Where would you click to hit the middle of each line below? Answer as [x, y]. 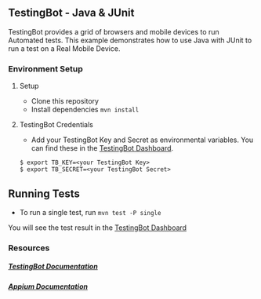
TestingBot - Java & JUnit [71, 13]
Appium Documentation [48, 286]
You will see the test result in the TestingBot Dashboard [97, 228]
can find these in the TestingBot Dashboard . [102, 148]
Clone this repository [65, 101]
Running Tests [44, 193]
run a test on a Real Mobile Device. [64, 48]
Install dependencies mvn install [85, 110]
